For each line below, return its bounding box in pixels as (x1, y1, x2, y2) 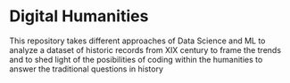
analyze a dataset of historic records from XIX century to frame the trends (9, 44, 282, 55)
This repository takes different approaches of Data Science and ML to (9, 35, 266, 46)
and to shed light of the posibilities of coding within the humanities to (9, 54, 263, 64)
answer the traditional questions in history (9, 64, 163, 74)
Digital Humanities (9, 6, 149, 26)
